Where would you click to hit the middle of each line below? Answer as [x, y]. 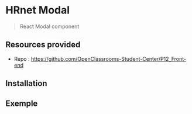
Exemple [22, 103]
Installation [26, 83]
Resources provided [43, 45]
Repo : [22, 58]
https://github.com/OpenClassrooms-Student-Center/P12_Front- [109, 58]
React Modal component [49, 26]
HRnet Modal [38, 10]
